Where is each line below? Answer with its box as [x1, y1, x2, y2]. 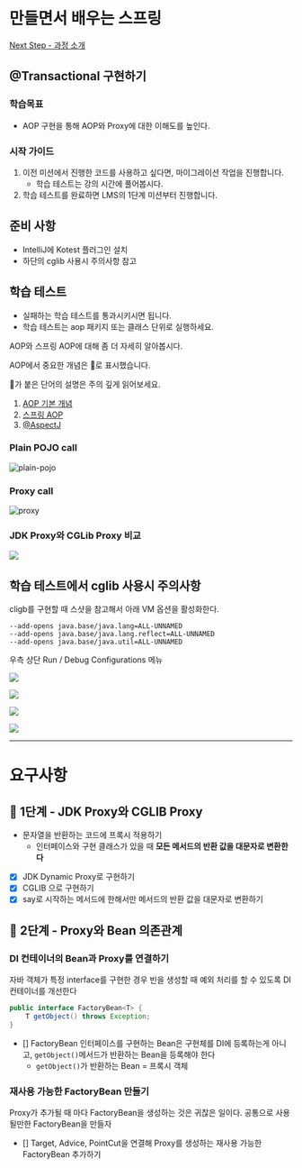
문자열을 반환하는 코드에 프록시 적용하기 [22, 830, 163, 841]
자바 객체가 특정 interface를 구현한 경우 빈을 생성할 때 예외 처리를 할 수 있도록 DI [9, 974, 292, 985]
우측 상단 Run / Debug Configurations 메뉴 [9, 654, 164, 665]
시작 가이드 [9, 145, 55, 158]
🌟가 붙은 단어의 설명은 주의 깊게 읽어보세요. [9, 379, 161, 389]
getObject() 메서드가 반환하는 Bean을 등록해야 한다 [34, 1049, 216, 1060]
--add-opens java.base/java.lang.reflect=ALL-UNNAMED [9, 630, 216, 639]
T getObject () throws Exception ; [25, 1012, 151, 1021]
